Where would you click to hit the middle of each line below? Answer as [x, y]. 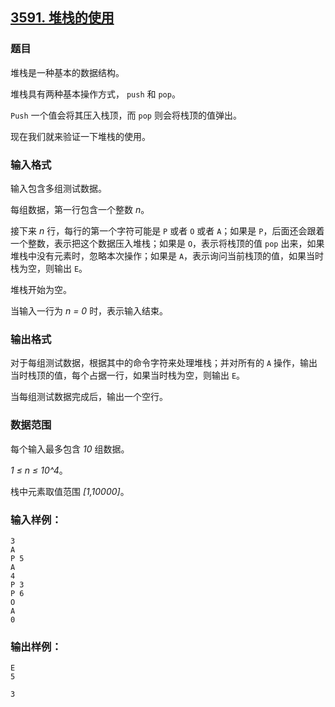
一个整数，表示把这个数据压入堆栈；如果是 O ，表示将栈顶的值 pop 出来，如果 [167, 243]
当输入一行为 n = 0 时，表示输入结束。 [89, 310]
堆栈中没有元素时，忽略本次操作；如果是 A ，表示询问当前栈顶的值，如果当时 [167, 255]
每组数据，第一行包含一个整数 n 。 [80, 209]
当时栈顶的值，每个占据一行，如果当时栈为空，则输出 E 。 [128, 375]
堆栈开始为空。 [41, 289]
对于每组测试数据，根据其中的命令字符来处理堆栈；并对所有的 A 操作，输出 [164, 363]
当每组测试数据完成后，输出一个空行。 [89, 397]
